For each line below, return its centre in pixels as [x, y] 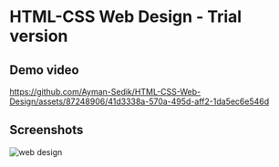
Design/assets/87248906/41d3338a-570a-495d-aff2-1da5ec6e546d [139, 101]
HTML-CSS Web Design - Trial [126, 17]
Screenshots [46, 130]
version [39, 36]
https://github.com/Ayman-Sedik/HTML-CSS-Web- [105, 92]
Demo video [44, 70]
